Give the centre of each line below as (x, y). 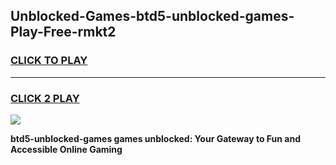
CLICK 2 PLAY (45, 98)
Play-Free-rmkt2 (63, 32)
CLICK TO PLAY (49, 61)
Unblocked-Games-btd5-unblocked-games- (152, 16)
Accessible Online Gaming (66, 149)
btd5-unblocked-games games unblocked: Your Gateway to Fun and (155, 138)
